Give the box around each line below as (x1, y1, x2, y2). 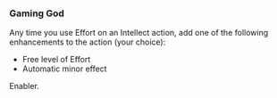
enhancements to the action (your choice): (9, 37, 166, 47)
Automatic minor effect (21, 63, 107, 74)
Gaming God (9, 7, 65, 20)
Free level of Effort (21, 54, 91, 65)
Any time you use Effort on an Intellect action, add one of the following (9, 28, 269, 38)
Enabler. (9, 81, 40, 92)
